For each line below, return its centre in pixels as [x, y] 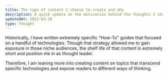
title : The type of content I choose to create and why [64, 10]
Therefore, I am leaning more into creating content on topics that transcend [83, 63]
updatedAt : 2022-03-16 [29, 19]
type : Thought [20, 24]
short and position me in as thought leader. [49, 54]
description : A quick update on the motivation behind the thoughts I [80, 14]
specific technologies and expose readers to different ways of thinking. [78, 69]
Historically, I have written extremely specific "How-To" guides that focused [83, 38]
